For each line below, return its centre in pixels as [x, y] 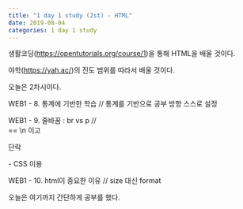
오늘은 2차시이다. [35, 87]
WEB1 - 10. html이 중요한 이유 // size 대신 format [85, 181]
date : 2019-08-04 [37, 23]
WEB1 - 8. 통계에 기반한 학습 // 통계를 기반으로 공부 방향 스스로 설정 [113, 104]
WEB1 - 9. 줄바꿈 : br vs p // [52, 121]
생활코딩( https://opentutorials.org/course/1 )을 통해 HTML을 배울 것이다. [122, 54]
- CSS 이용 [25, 164]
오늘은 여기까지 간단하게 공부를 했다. [64, 197]
